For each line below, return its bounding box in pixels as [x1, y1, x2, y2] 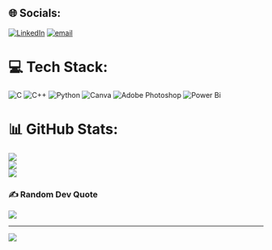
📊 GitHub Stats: [8, 120, 119, 138]
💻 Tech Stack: [8, 58, 108, 76]
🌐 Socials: [8, 6, 62, 20]
